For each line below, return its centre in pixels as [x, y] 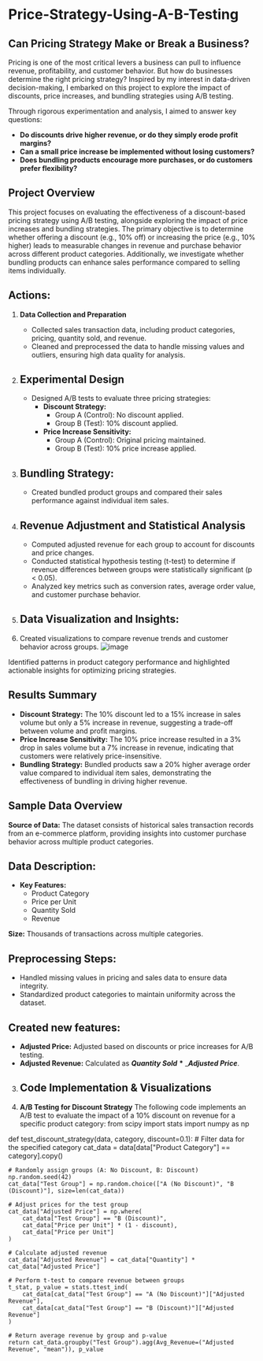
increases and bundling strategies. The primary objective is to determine [126, 228]
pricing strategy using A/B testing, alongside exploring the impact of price [128, 220]
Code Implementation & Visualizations [115, 1088]
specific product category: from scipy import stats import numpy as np [134, 1123]
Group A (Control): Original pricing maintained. [130, 440]
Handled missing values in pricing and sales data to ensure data [123, 977]
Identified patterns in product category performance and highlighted [119, 662]
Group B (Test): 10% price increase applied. [126, 449]
